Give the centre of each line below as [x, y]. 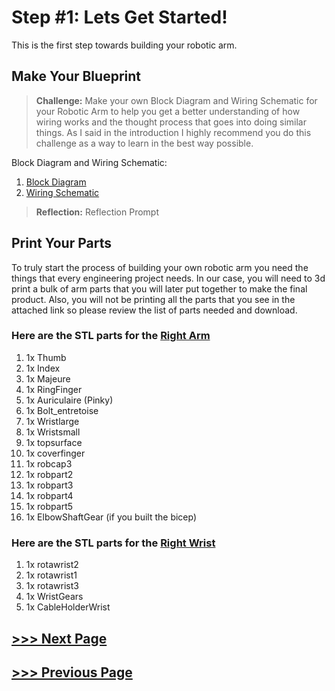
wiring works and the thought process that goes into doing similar [171, 122]
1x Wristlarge [52, 421]
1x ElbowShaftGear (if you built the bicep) [111, 517]
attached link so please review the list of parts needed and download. [154, 310]
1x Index [43, 368]
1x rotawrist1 [51, 575]
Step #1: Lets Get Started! [119, 17]
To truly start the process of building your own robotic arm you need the [160, 267]
